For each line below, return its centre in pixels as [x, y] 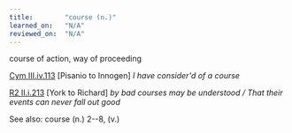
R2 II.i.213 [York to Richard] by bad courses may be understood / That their [146, 92]
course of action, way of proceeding [75, 59]
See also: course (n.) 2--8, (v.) [65, 119]
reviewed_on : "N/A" [47, 33]
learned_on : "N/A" [47, 26]
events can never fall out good [65, 102]
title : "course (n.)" [63, 17]
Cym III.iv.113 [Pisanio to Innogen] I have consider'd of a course [125, 76]
